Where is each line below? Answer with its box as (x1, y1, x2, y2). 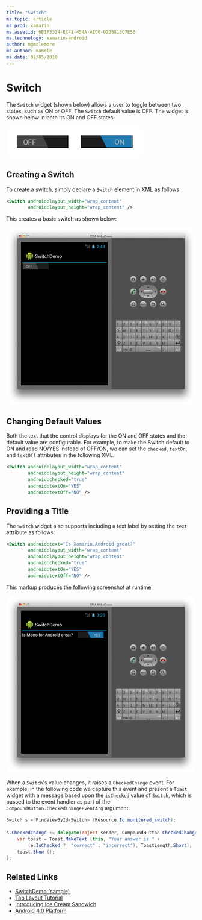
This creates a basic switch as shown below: (6, 215, 117, 222)
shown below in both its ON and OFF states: (6, 113, 115, 121)
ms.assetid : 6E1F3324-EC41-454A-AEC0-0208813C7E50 (6, 29, 136, 35)
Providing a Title (6, 506, 69, 517)
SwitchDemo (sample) (14, 888, 70, 895)
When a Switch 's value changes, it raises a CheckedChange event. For (6, 779, 174, 786)
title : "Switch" (6, 10, 47, 16)
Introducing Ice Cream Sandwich (14, 901, 97, 908)
